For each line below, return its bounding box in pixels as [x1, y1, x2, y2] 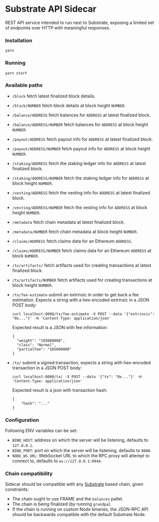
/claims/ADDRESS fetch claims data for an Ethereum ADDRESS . [12, 238, 133, 244]
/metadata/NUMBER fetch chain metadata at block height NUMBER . [12, 229, 138, 235]
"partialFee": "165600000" [17, 347, 72, 352]
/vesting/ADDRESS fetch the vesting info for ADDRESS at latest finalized [12, 190, 150, 195]
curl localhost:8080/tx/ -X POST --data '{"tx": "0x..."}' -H [12, 374, 142, 379]
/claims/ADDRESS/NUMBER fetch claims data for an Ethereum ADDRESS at [12, 247, 152, 253]
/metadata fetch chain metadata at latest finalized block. [12, 219, 125, 225]
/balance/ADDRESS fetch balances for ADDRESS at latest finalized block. [12, 112, 151, 118]
